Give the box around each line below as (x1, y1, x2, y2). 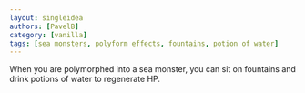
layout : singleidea (9, 13, 84, 23)
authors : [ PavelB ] (9, 22, 79, 31)
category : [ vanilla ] (9, 30, 88, 39)
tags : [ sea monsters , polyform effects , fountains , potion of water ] (9, 38, 280, 48)
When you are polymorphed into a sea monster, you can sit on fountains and (9, 64, 296, 75)
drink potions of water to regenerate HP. (9, 74, 161, 85)
